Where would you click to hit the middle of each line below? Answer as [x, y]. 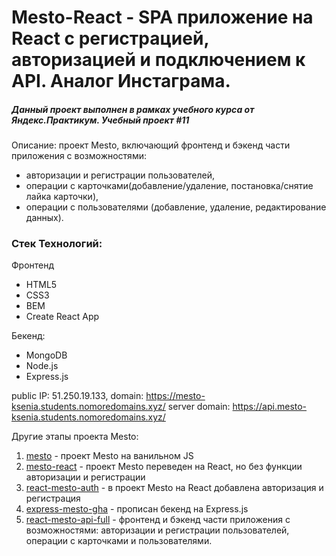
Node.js [42, 366]
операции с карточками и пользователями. [119, 541]
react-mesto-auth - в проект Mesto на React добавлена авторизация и [174, 488]
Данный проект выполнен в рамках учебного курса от [133, 109]
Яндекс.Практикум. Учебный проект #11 [100, 120]
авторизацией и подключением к [158, 60]
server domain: [199, 407]
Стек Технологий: [57, 244]
